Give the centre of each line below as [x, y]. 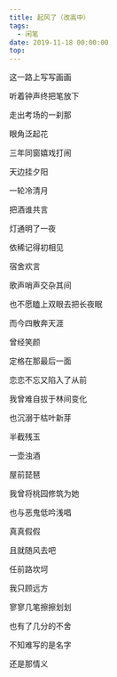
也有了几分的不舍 [40, 626]
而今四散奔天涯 [36, 323]
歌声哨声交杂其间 [40, 285]
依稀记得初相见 [36, 248]
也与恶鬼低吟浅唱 [40, 512]
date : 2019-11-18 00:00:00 [59, 42]
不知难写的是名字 [40, 645]
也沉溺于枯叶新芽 [40, 418]
